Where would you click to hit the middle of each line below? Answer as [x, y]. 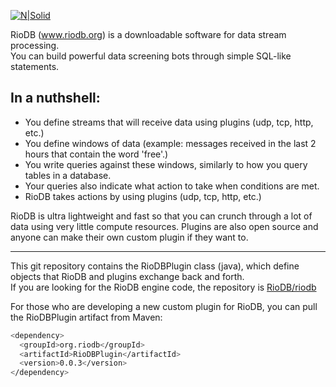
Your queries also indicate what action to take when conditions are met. [172, 186]
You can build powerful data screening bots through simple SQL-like [151, 56]
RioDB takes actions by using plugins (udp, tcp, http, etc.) [143, 196]
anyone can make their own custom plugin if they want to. [129, 237]
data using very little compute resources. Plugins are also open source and [164, 226]
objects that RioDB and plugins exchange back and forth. [127, 276]
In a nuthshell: [55, 98]
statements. [35, 66]
